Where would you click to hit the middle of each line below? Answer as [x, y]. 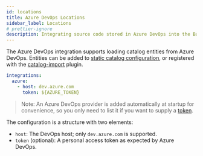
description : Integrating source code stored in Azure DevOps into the [98, 34]
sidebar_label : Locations [39, 23]
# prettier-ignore [29, 29]
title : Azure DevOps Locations [46, 18]
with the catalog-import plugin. [45, 65]
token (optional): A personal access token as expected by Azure [95, 140]
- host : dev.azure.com [46, 86]
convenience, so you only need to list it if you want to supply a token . [107, 110]
